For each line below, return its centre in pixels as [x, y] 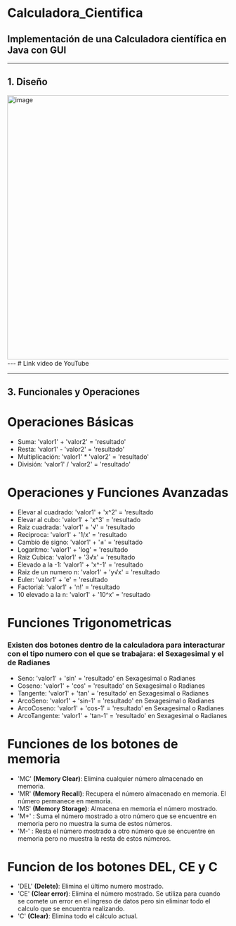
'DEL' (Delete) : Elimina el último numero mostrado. [90, 887]
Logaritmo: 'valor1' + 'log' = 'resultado [73, 550]
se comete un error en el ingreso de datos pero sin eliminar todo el [114, 901]
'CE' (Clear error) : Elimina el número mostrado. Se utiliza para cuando [119, 894]
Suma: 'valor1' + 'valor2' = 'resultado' [72, 442]
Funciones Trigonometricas [90, 623]
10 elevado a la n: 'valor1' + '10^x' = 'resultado [84, 595]
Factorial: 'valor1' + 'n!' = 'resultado [69, 587]
